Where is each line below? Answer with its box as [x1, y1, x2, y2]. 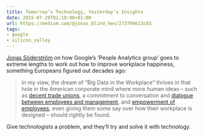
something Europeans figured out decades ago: [6, 67, 127, 74]
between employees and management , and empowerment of [21, 98, 175, 106]
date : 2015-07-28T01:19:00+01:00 [6, 15, 92, 21]
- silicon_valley [6, 37, 51, 43]
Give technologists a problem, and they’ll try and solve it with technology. [6, 123, 191, 130]
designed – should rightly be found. [21, 111, 111, 118]
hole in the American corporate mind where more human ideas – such [21, 85, 197, 92]
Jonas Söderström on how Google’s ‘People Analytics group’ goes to [6, 54, 179, 61]
